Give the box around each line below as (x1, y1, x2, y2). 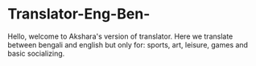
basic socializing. (7, 48, 65, 58)
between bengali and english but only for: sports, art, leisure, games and (7, 39, 249, 49)
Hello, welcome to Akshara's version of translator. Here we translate (7, 31, 233, 41)
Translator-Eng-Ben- (7, 5, 151, 23)
